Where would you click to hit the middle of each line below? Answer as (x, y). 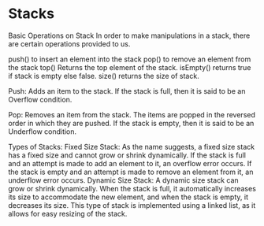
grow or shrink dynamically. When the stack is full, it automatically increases (132, 188)
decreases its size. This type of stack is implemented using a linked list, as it (132, 205)
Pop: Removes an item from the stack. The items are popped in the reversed (132, 114)
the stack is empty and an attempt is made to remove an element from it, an (131, 172)
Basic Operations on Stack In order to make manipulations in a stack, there (129, 35)
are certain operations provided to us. (69, 43)
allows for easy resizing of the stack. (68, 213)
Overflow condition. (40, 99)
